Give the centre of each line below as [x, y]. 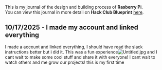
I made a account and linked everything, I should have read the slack [74, 47]
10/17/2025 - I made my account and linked [72, 27]
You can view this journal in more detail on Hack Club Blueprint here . [74, 12]
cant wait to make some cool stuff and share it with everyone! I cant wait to [80, 57]
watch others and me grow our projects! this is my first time [65, 62]
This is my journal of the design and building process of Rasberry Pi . [74, 7]
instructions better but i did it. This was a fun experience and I [81, 52]
